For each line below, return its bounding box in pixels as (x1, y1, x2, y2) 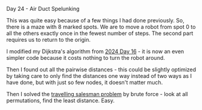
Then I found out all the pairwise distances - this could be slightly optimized (6, 66, 197, 73)
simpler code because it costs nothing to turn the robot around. (6, 54, 165, 61)
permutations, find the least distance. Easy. (6, 97, 115, 104)
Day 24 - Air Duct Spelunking (6, 5, 80, 12)
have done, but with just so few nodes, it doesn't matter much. (6, 79, 163, 86)
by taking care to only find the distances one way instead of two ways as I (6, 73, 192, 79)
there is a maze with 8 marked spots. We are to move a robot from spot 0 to (6, 24, 196, 30)
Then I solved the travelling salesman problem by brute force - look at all (6, 91, 189, 97)
